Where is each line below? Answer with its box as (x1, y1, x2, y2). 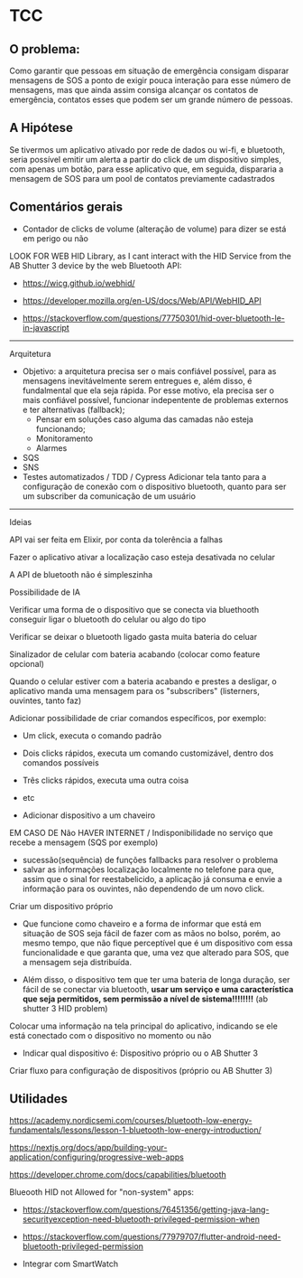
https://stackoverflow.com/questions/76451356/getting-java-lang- (22, 1204, 270, 1216)
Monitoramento (35, 433, 93, 444)
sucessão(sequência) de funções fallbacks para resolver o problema (22, 854, 279, 865)
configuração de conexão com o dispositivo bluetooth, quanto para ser (22, 481, 287, 492)
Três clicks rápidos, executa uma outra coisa (22, 775, 189, 785)
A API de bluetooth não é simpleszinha (9, 569, 153, 579)
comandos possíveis (22, 756, 99, 768)
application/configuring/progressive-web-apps (9, 1151, 185, 1162)
